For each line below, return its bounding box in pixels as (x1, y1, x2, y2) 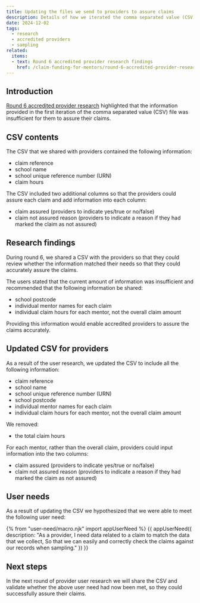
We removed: (6, 420, 39, 428)
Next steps (6, 561, 48, 571)
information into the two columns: (6, 450, 89, 457)
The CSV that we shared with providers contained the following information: (6, 148, 192, 155)
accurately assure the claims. (6, 266, 79, 273)
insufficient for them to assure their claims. (6, 115, 111, 122)
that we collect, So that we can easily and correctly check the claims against (6, 538, 194, 545)
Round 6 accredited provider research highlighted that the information (6, 102, 178, 109)
